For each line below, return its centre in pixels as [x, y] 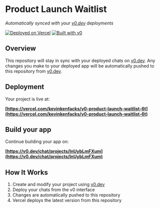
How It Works [27, 172]
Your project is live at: [27, 99]
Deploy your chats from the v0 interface [53, 190]
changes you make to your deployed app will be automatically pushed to [80, 65]
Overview [21, 48]
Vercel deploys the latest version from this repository [67, 200]
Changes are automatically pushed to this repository [66, 195]
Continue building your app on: [37, 141]
